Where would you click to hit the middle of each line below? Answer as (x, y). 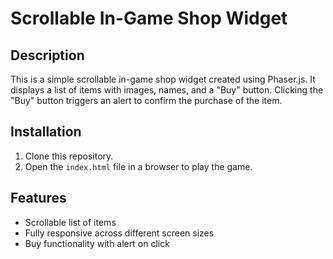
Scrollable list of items (70, 222)
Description (47, 55)
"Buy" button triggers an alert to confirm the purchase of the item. (146, 100)
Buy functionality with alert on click (97, 243)
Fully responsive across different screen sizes (119, 233)
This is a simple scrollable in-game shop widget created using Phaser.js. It (163, 79)
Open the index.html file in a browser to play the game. (138, 166)
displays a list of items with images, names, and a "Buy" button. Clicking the (167, 90)
